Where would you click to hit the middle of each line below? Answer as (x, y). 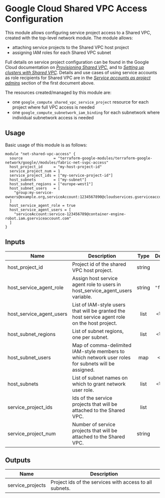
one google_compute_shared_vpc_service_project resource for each (80, 102)
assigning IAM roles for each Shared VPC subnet (62, 53)
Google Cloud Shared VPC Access (76, 9)
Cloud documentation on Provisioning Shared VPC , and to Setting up (75, 67)
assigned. (83, 370)
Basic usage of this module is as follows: (46, 145)
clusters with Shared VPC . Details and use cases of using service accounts (81, 72)
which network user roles (101, 358)
